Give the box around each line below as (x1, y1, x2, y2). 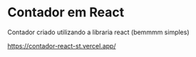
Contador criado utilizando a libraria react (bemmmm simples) (7, 28, 190, 36)
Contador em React (7, 4, 125, 21)
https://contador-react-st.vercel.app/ (7, 41, 116, 50)
